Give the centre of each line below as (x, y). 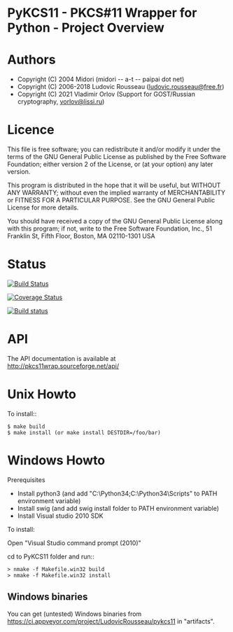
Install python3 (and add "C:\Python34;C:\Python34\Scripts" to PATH (117, 493)
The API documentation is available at (62, 358)
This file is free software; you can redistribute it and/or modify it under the (114, 149)
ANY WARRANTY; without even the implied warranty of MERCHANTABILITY (116, 193)
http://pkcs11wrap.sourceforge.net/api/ (63, 366)
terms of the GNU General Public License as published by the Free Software (117, 157)
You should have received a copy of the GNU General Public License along (115, 221)
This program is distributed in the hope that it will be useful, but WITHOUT (114, 185)
